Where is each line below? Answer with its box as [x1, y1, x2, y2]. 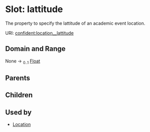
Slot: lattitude [5, 4, 63, 15]
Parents [5, 74, 30, 82]
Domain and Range [5, 44, 66, 53]
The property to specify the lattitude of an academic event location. [5, 20, 145, 26]
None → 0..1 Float [5, 58, 40, 65]
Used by [5, 108, 32, 116]
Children [5, 91, 33, 99]
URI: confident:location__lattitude [5, 30, 74, 36]
